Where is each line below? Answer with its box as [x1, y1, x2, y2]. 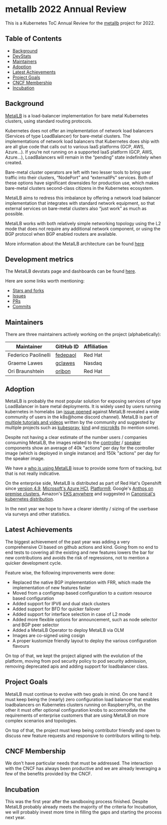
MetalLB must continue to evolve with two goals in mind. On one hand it [5, 691, 153, 697]
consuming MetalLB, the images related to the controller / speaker [5, 439, 141, 445]
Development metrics [5, 255, 74, 263]
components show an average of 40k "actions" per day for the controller [5, 445, 155, 450]
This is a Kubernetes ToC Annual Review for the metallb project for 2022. [5, 20, 156, 26]
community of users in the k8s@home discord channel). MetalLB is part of [5, 414, 158, 420]
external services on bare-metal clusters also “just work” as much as [5, 205, 147, 211]
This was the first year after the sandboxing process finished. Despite [5, 799, 148, 805]
